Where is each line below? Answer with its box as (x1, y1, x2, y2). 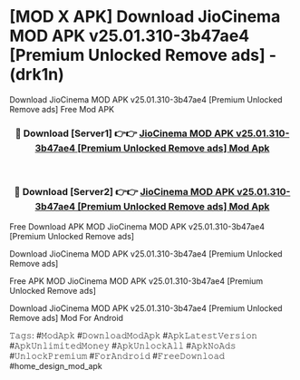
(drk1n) (9, 64, 65, 85)
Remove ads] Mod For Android (9, 312, 124, 323)
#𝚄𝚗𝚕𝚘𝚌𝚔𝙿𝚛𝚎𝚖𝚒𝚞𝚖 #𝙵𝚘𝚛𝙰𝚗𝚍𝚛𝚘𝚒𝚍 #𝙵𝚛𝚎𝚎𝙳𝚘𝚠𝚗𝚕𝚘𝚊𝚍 (9, 350, 225, 361)
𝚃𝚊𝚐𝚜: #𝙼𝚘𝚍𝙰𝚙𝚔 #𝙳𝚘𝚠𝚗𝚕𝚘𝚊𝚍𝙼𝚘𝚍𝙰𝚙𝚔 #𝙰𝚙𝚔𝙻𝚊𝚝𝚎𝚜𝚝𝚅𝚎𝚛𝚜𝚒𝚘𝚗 (9, 329, 258, 341)
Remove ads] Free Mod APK (9, 103, 115, 114)
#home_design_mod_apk (9, 360, 102, 371)
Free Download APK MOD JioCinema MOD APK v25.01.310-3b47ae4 (9, 220, 266, 232)
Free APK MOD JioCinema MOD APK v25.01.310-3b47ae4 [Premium (9, 275, 264, 287)
